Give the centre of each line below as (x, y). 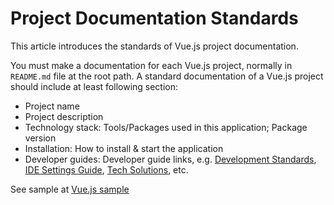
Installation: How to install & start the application (124, 148)
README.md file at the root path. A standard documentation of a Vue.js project (167, 76)
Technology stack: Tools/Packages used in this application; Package (166, 127)
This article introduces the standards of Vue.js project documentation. (154, 46)
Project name (52, 106)
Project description (64, 116)
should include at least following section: (94, 86)
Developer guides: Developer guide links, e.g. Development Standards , (170, 159)
